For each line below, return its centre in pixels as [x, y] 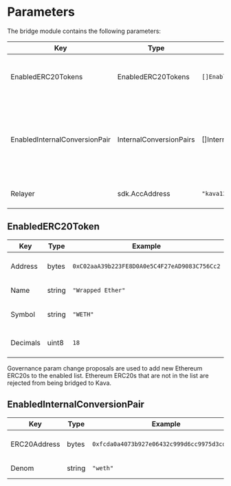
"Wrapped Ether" [99, 290]
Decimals [26, 342]
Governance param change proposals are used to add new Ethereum [105, 368]
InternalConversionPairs [156, 140]
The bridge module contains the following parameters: [84, 31]
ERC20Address [35, 444]
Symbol [23, 314]
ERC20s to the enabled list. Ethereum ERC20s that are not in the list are [108, 375]
